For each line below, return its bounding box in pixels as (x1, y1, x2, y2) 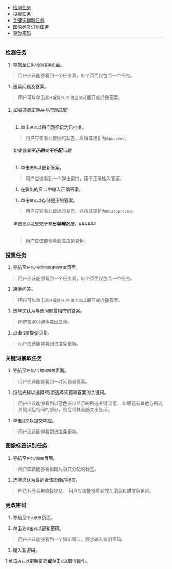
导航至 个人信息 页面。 (12, 515, 55, 521)
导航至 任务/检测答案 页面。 (12, 62, 66, 68)
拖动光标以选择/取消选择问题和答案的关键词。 (12, 389, 109, 395)
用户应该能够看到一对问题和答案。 (17, 378, 90, 384)
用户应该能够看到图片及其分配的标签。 (17, 466, 99, 472)
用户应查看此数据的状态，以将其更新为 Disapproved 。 (25, 208, 137, 214)
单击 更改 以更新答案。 (20, 164, 64, 170)
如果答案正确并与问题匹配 (12, 107, 67, 113)
